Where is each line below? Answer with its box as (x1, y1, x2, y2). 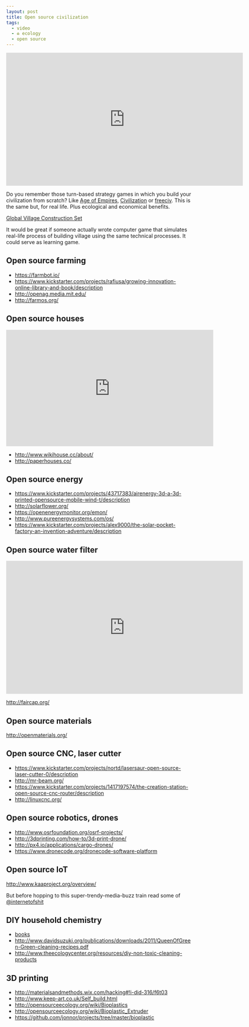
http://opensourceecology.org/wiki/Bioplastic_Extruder (14, 1007, 149, 1015)
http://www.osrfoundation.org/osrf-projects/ (14, 828, 123, 835)
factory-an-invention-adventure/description (14, 527, 122, 535)
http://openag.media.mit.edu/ (14, 290, 86, 297)
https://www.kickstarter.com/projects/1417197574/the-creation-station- (14, 783, 189, 790)
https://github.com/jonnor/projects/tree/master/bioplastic (14, 1014, 155, 1021)
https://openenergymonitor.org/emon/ (14, 509, 108, 516)
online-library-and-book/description (14, 284, 104, 291)
